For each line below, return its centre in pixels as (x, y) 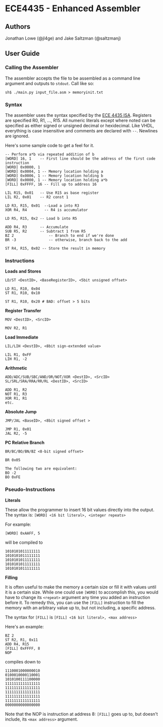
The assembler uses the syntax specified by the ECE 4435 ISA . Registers (78, 115)
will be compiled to (24, 542)
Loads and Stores (23, 271)
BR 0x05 (13, 460)
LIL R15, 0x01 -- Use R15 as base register (52, 193)
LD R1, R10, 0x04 (23, 289)
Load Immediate (22, 337)
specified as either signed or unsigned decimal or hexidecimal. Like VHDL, (80, 126)
